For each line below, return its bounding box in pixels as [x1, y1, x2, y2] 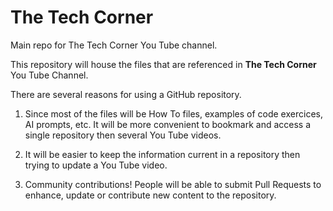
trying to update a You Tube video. [24, 159, 168, 171]
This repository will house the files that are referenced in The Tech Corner [10, 58, 317, 70]
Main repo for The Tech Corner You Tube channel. [10, 39, 218, 51]
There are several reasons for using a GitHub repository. [10, 88, 242, 100]
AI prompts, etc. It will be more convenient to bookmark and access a [24, 118, 312, 130]
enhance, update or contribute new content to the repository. [24, 189, 277, 201]
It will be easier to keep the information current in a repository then [24, 148, 301, 160]
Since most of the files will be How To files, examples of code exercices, [24, 107, 323, 120]
